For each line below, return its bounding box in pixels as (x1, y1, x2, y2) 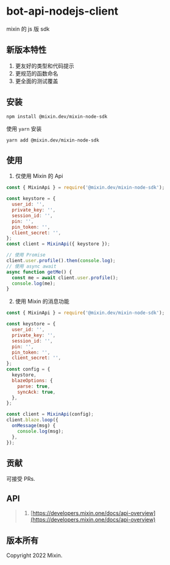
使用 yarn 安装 (6, 125, 42, 132)
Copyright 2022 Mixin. (6, 552, 63, 559)
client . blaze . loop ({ (6, 417, 59, 423)
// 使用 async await (6, 263, 57, 269)
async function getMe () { (6, 269, 72, 275)
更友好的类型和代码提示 (15, 62, 74, 69)
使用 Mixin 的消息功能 (15, 297, 70, 305)
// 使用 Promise (6, 252, 46, 258)
